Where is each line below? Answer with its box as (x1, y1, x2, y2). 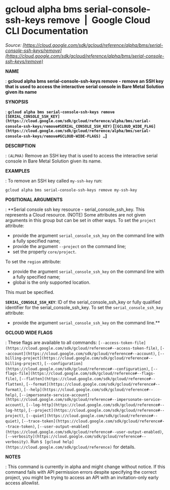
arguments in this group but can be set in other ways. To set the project (5, 217, 156, 223)
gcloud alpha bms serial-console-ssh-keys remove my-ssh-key (5, 187, 138, 193)
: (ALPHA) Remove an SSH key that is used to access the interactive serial (5, 152, 158, 158)
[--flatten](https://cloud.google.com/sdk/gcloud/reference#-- (19, 376, 156, 382)
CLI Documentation (5, 25, 89, 37)
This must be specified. (5, 289, 55, 295)
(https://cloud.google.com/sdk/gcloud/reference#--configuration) (5, 366, 149, 371)
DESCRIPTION (5, 143, 36, 149)
